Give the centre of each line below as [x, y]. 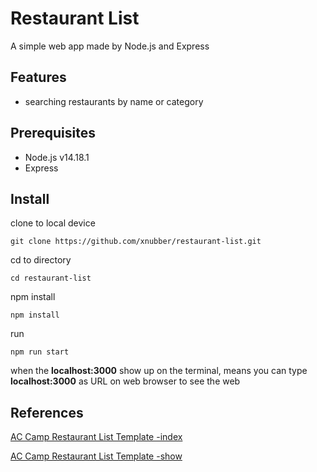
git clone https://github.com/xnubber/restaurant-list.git [136, 242]
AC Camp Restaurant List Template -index [96, 437]
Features [38, 77]
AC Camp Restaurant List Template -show [96, 456]
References [47, 412]
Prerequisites [53, 133]
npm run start [40, 352]
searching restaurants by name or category [114, 101]
